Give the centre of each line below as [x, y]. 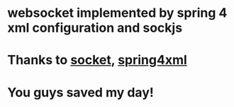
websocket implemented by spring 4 [117, 13]
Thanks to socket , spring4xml [97, 60]
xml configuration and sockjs [95, 28]
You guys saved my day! [80, 92]
